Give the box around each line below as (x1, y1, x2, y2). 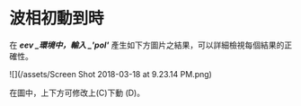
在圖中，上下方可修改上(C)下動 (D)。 (9, 87, 146, 98)
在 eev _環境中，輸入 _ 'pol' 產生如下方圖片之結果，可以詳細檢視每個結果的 (9, 40, 285, 50)
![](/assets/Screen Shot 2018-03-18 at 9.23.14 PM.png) (9, 68, 213, 79)
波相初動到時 (9, 8, 105, 29)
